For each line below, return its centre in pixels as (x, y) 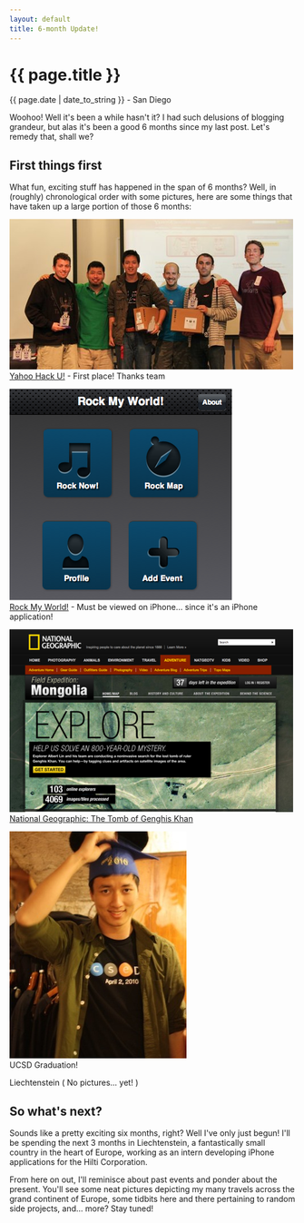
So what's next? (56, 1111)
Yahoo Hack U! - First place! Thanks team (88, 376)
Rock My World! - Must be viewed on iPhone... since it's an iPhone (134, 607)
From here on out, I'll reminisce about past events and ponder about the (143, 1179)
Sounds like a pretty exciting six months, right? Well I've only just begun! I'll (150, 1133)
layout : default (40, 19)
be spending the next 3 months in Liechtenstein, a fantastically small (137, 1143)
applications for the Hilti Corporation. (78, 1162)
